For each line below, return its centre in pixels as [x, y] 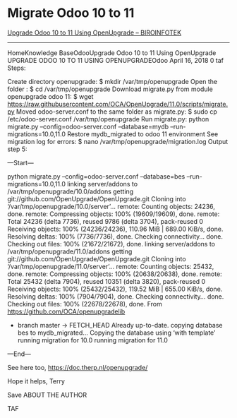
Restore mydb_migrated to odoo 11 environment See [142, 134]
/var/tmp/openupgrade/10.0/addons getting [71, 191]
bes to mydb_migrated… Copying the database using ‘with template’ [116, 333]
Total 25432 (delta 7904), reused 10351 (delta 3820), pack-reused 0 [107, 281]
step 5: [17, 149]
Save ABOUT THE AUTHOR [47, 395]
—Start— [20, 162]
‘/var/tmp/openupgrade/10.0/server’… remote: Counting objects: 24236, [111, 206]
